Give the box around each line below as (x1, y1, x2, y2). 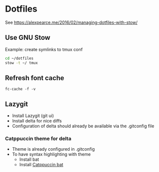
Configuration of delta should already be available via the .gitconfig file (12, 123, 155, 129)
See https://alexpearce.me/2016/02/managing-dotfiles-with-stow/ (5, 19, 138, 25)
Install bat (19, 156, 39, 162)
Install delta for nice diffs (12, 118, 62, 124)
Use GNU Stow (5, 34, 51, 42)
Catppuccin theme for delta (5, 135, 71, 142)
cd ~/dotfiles (5, 56, 34, 61)
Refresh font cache (5, 74, 64, 82)
